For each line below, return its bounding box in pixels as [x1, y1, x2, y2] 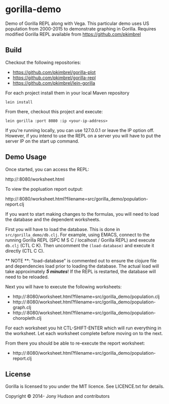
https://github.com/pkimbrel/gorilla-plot [12, 69, 96, 75]
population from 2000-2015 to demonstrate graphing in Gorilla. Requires [5, 25, 156, 31]
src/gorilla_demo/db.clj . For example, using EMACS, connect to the [5, 231, 150, 238]
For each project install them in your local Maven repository [5, 90, 129, 96]
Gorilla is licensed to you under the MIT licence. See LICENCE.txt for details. [5, 383, 164, 389]
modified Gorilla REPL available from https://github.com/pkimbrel [5, 31, 141, 37]
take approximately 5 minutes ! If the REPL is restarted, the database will [5, 268, 156, 275]
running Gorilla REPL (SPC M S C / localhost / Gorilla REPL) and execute [5, 237, 155, 243]
